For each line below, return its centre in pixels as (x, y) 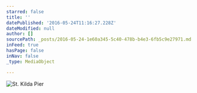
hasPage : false (25, 51)
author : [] (20, 34)
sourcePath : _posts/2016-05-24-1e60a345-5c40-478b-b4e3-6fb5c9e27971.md (99, 39)
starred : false (25, 12)
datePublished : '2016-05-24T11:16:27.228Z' (61, 23)
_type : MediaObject (31, 61)
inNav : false (22, 56)
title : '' (19, 17)
